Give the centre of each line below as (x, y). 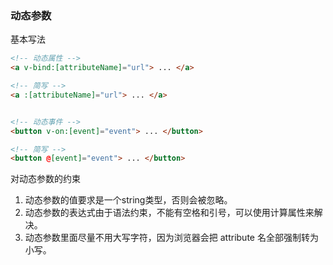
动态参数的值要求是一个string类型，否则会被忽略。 (128, 200)
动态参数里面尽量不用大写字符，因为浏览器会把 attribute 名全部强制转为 (171, 238)
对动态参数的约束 (45, 179)
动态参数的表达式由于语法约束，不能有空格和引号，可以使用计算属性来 (169, 213)
